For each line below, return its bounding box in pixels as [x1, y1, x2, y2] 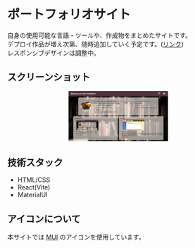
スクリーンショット [7, 71, 90, 83]
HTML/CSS [17, 175, 51, 184]
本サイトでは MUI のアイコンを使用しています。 [7, 233, 146, 242]
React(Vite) [17, 183, 51, 192]
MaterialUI [17, 191, 48, 199]
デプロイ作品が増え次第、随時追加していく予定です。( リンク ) [7, 39, 184, 48]
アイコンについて [7, 213, 81, 225]
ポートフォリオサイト [7, 6, 132, 23]
